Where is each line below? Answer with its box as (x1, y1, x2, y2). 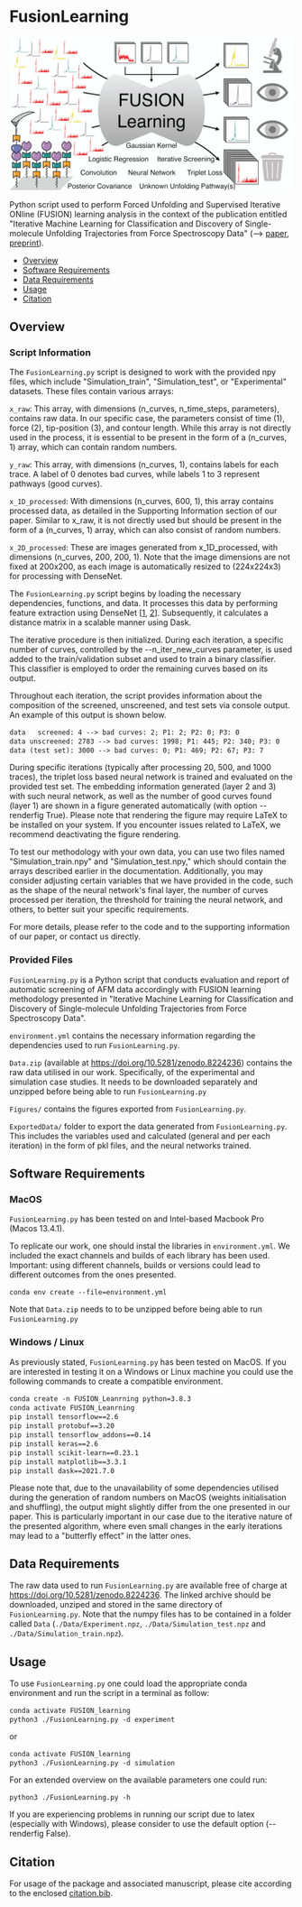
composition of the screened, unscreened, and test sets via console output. (9, 700, 290, 711)
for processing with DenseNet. (9, 571, 124, 582)
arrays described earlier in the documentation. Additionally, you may (9, 866, 263, 877)
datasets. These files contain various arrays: (9, 386, 174, 397)
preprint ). (9, 237, 45, 248)
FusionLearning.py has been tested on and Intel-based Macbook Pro (9, 1213, 264, 1224)
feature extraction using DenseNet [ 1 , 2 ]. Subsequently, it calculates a (9, 607, 269, 619)
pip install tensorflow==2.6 (9, 1412, 119, 1422)
